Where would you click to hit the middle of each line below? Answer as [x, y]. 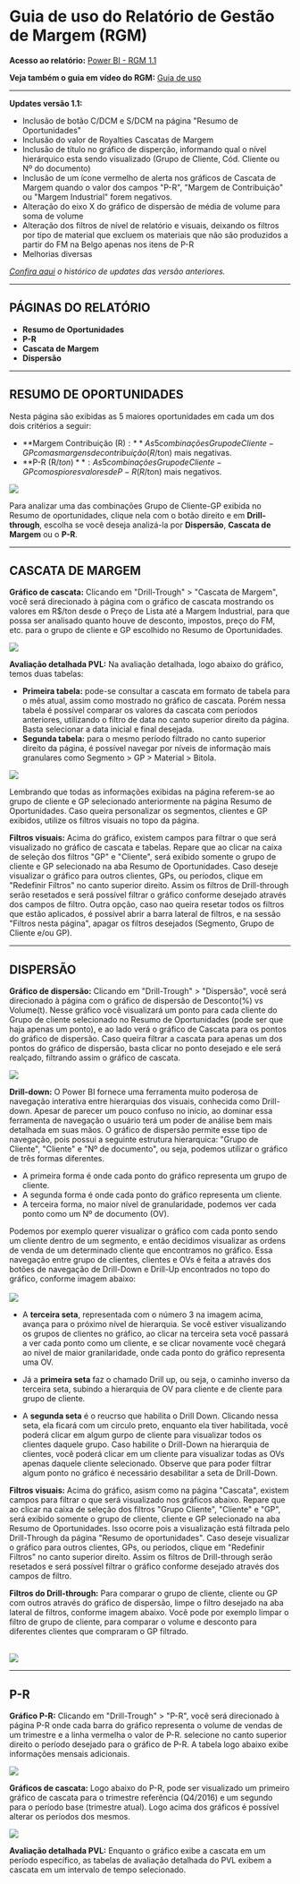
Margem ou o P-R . [43, 534]
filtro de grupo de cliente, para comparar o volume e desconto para [133, 1622]
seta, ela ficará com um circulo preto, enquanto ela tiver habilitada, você [155, 1426]
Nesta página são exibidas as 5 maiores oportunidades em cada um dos [142, 416]
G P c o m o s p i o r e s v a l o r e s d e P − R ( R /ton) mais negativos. [122, 471]
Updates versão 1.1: [46, 103]
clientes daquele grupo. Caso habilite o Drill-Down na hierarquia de [146, 1444]
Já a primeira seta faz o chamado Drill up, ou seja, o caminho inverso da [156, 1380]
